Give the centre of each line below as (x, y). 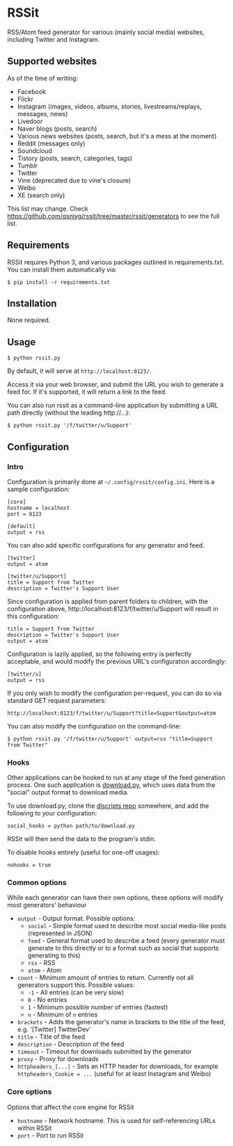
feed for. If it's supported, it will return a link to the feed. (87, 392)
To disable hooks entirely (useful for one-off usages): (83, 852)
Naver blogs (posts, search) (57, 128)
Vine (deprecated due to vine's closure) (74, 180)
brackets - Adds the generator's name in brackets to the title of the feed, (121, 1022)
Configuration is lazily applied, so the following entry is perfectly (99, 654)
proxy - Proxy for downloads (58, 1059)
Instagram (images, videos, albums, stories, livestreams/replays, (109, 106)
